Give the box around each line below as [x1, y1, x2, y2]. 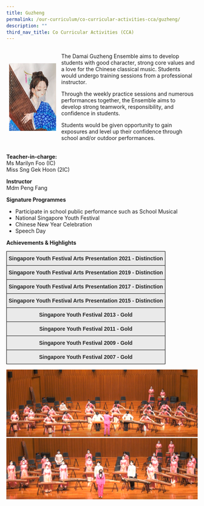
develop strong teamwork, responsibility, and [61, 104, 174, 110]
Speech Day [15, 227, 46, 234]
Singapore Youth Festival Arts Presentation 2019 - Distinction [8, 269, 163, 276]
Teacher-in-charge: [6, 153, 58, 160]
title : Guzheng [6, 10, 45, 16]
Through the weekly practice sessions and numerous [61, 90, 194, 97]
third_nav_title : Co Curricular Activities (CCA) [6, 29, 135, 35]
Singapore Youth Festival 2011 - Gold [39, 325, 132, 332]
